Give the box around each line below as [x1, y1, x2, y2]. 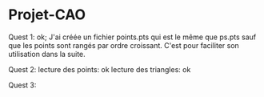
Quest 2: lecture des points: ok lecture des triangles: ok [8, 64, 191, 74]
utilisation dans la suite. [8, 49, 86, 59]
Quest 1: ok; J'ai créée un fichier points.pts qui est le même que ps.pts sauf [8, 32, 257, 42]
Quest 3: [8, 80, 37, 90]
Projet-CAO [8, 6, 86, 24]
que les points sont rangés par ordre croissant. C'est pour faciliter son [8, 40, 240, 50]
